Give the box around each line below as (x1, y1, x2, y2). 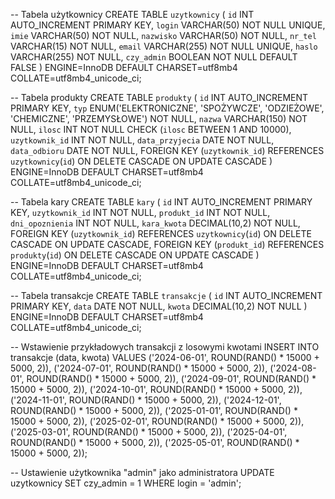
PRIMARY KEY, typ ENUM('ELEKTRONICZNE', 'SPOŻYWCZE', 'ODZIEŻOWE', (10, 102, 325, 114)
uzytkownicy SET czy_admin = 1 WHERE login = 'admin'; (10, 477, 242, 489)
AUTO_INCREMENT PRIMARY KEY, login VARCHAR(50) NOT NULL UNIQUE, (10, 19, 326, 31)
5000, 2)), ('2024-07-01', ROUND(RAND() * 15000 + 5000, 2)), (10, 362, 268, 374)
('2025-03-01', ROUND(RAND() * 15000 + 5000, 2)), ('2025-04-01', (10, 426, 288, 438)
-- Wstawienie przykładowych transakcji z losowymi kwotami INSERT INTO (10, 341, 320, 353)
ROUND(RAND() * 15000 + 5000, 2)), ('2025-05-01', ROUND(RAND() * (10, 437, 300, 448)
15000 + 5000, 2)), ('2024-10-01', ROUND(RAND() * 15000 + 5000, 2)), (10, 384, 303, 395)
